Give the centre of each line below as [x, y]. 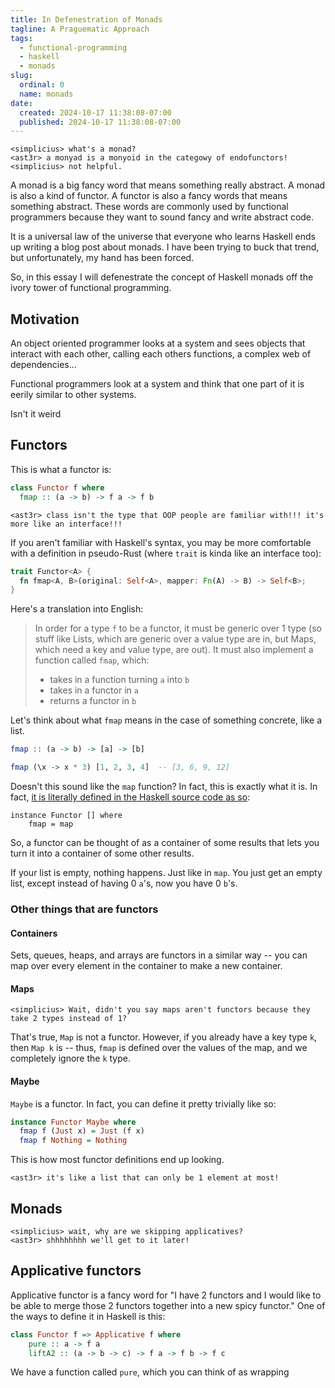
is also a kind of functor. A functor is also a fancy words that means [149, 196]
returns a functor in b [93, 701]
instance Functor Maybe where [73, 1122]
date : [21, 103]
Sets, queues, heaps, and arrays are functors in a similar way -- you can [159, 955]
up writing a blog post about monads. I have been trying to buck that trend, [165, 247]
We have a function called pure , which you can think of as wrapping [150, 1372]
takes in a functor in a [94, 690]
